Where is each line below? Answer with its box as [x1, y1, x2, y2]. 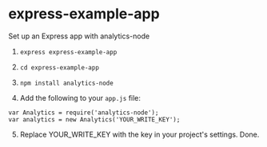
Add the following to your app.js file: [19, 93, 141, 102]
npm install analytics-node [19, 79, 114, 87]
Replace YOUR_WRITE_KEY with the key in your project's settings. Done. [19, 129, 260, 139]
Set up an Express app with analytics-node [8, 31, 150, 41]
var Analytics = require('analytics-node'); [8, 109, 159, 117]
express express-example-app [19, 48, 118, 56]
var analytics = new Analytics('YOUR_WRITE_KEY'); [8, 115, 181, 124]
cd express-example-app [19, 63, 100, 72]
